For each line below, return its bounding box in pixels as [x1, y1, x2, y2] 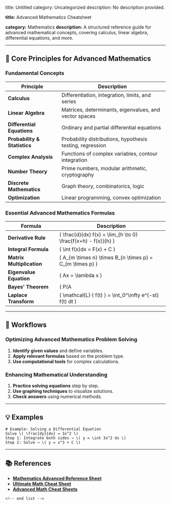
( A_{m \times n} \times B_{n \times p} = [59, 254, 153, 261]
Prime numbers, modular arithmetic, [61, 165, 148, 172]
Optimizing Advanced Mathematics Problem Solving [5, 336, 137, 343]
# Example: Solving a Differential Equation [5, 427, 101, 432]
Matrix [8, 254, 24, 261]
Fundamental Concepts [5, 70, 65, 77]
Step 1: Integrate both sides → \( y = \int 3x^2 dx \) [5, 435, 126, 440]
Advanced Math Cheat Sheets [12, 486, 78, 492]
